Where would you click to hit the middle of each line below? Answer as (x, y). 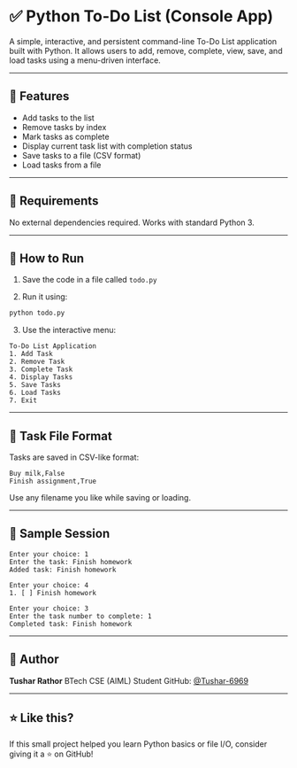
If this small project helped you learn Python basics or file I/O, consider (138, 744)
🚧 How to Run (47, 258)
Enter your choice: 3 (49, 609)
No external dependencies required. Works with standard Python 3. (132, 222)
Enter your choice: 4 (49, 585)
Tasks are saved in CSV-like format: (74, 457)
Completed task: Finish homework (71, 624)
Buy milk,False (37, 474)
